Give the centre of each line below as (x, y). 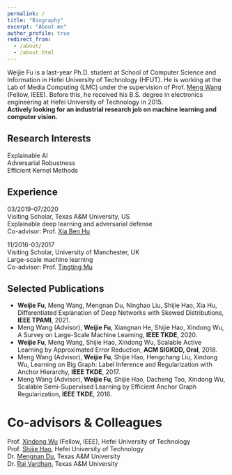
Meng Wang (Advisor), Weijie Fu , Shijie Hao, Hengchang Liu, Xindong (117, 357)
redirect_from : (29, 40)
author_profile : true (39, 33)
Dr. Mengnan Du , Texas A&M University (64, 456)
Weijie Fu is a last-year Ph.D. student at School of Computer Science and (112, 72)
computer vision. (32, 116)
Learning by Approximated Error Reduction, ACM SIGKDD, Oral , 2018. (117, 350)
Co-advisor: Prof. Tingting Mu (50, 267)
